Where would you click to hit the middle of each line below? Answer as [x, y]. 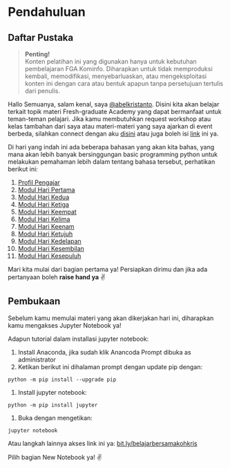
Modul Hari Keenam [46, 226]
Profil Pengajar [39, 182]
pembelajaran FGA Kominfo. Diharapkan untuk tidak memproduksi [118, 69]
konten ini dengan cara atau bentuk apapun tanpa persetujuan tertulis [124, 83]
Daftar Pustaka [41, 38]
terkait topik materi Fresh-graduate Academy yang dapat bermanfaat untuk [115, 112]
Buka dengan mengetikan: [55, 418]
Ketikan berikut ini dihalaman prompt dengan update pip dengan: [110, 366]
